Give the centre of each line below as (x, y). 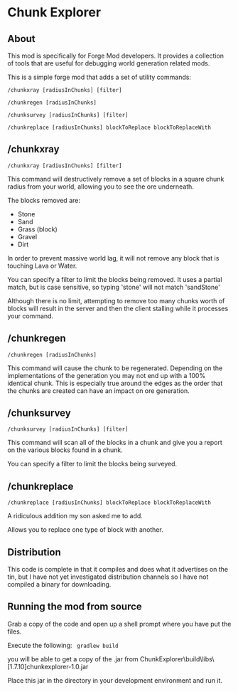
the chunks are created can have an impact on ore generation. (98, 390)
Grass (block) (38, 229)
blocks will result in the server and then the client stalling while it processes (118, 308)
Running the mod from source (75, 607)
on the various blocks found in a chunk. (65, 450)
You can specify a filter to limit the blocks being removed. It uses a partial (115, 279)
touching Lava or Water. (42, 266)
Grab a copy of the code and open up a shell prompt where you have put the (119, 624)
